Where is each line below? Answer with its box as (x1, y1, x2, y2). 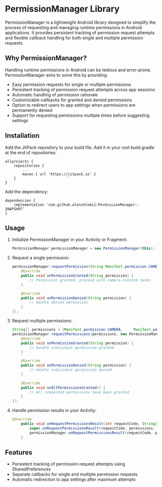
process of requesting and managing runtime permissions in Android (5, 24, 142, 30)
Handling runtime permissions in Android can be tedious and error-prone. (5, 67, 151, 73)
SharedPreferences (12, 466, 51, 472)
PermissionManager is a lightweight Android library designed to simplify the (5, 19, 156, 25)
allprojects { (5, 159, 34, 164)
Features (5, 448, 32, 456)
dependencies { (5, 198, 36, 203)
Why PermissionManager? (5, 54, 87, 63)
